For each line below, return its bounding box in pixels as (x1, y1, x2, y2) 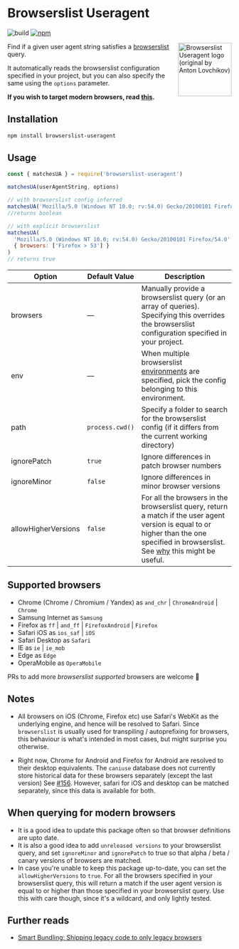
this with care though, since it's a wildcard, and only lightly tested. (17, 893, 212, 902)
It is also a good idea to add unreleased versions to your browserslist (17, 841, 221, 849)
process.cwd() (86, 424, 135, 431)
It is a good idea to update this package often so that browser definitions (17, 826, 231, 834)
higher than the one (141, 528, 207, 538)
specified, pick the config (141, 375, 226, 385)
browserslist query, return (141, 502, 228, 512)
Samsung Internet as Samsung (17, 613, 103, 622)
